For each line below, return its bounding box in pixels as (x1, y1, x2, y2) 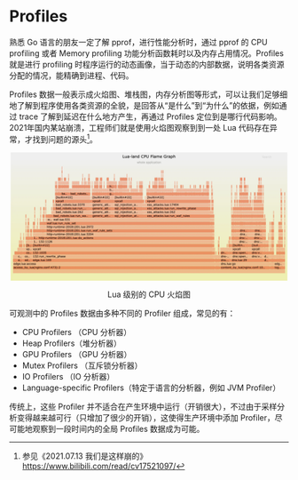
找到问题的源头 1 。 (32, 132, 98, 144)
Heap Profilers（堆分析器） (21, 338, 122, 348)
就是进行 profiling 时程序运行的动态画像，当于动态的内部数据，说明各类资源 (9, 59, 286, 69)
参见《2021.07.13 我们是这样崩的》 (21, 451, 148, 461)
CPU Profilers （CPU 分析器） (21, 327, 131, 338)
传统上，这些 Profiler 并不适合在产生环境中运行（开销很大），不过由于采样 (9, 402, 278, 412)
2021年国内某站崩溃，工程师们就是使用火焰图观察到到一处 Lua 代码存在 (9, 122, 271, 132)
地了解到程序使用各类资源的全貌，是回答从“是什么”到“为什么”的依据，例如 (9, 100, 279, 110)
